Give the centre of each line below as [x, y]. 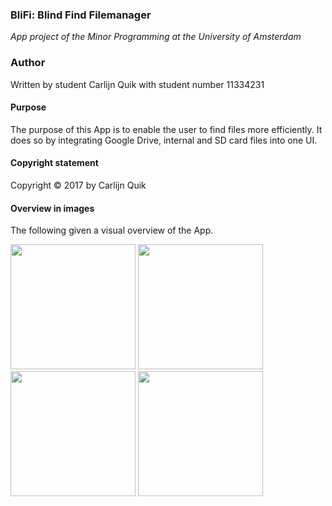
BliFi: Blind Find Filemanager [81, 15]
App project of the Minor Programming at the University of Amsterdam [156, 37]
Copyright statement [54, 163]
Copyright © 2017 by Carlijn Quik [78, 185]
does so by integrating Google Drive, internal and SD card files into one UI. [164, 140]
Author [28, 63]
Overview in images [52, 208]
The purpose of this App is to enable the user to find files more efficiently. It [166, 129]
